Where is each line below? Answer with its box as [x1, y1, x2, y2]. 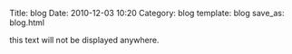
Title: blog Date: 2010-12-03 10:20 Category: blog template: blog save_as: [9, 8, 285, 18]
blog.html [9, 17, 45, 28]
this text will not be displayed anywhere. [9, 35, 160, 45]
